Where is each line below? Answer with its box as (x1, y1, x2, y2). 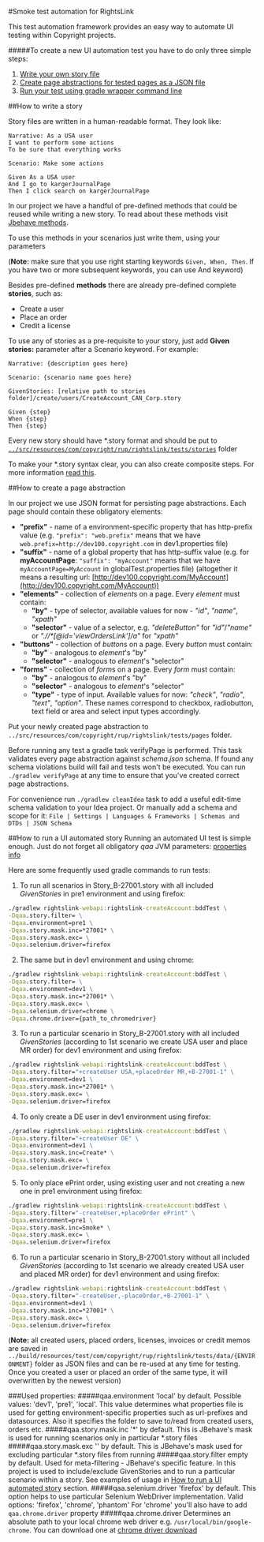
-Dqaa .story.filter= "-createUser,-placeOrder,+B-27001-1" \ (8, 1292, 210, 1300)
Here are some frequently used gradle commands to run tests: (8, 866, 210, 874)
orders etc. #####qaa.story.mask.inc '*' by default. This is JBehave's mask (8, 1424, 253, 1435)
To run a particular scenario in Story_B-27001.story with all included (19, 1029, 240, 1039)
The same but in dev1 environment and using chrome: (19, 955, 195, 965)
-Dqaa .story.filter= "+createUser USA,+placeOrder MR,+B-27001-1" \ (8, 1069, 235, 1076)
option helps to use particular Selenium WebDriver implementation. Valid (8, 1491, 244, 1502)
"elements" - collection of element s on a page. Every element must (19, 589, 240, 598)
